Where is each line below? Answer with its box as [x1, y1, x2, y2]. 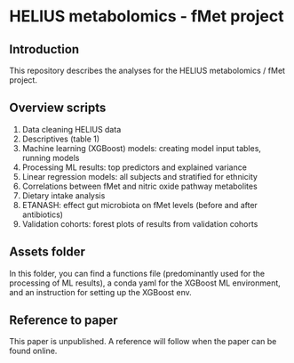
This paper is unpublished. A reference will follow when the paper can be [9, 336, 277, 347]
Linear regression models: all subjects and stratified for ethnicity [21, 171, 258, 181]
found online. [9, 345, 58, 357]
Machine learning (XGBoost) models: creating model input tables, [21, 142, 262, 153]
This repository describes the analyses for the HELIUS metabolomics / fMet [9, 65, 286, 76]
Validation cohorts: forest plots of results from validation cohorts [21, 218, 258, 229]
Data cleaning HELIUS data [21, 124, 122, 134]
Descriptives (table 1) [21, 133, 100, 144]
